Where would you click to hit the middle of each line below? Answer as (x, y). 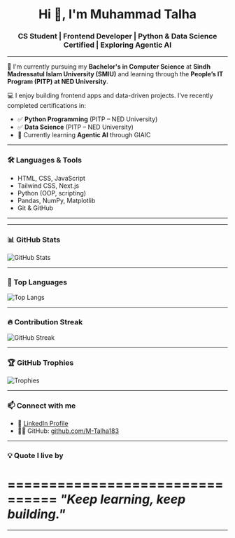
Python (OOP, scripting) (51, 193)
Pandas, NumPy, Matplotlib (56, 200)
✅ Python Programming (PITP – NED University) (87, 119)
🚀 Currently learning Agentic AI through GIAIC (84, 135)
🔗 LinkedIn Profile (43, 424)
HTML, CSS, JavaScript (51, 178)
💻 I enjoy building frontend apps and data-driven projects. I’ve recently (110, 96)
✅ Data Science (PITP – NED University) (76, 127)
